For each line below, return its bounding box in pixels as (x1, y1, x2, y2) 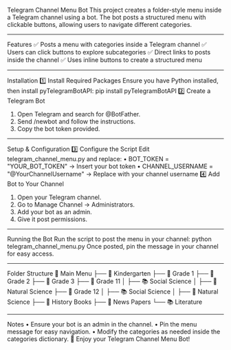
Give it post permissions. (16, 215, 88, 223)
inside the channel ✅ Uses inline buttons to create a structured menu (7, 56, 203, 64)
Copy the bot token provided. (16, 125, 100, 133)
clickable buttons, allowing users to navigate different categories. (7, 21, 192, 28)
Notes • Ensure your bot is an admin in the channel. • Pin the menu (7, 320, 197, 328)
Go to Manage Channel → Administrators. (16, 200, 135, 209)
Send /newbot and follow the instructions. (16, 117, 136, 125)
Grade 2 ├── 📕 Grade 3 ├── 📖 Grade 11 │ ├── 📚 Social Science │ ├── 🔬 (7, 277, 218, 285)
